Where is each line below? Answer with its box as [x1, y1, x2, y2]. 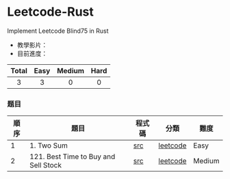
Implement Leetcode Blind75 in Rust [7, 27, 109, 35]
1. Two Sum [29, 141, 68, 150]
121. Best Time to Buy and [29, 152, 116, 161]
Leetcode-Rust [7, 4, 94, 20]
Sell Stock [29, 161, 62, 170]
